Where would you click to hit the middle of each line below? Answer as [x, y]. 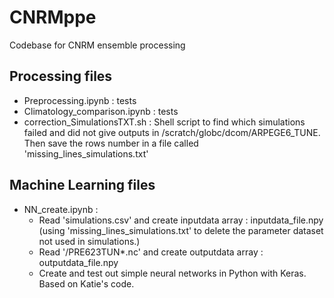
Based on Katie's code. [86, 283]
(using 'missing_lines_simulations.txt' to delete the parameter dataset [181, 230]
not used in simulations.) [89, 241]
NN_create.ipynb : [61, 209]
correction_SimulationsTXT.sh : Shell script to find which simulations [164, 122]
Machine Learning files [82, 185]
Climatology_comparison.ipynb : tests [101, 111]
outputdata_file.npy [78, 262]
